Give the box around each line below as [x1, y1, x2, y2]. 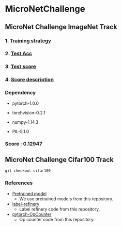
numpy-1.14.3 [12, 119, 39, 125]
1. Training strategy [5, 37, 52, 44]
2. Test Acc [5, 50, 32, 57]
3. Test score [5, 63, 36, 70]
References [5, 179, 33, 186]
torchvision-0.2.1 [12, 110, 46, 115]
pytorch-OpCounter [12, 211, 52, 217]
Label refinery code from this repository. [19, 206, 100, 212]
